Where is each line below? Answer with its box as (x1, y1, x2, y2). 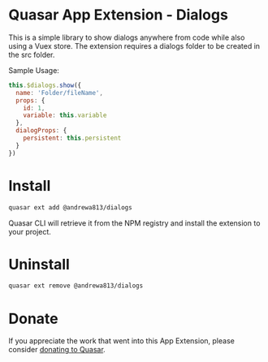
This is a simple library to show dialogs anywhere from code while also (8, 32, 245, 42)
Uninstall (8, 255, 71, 274)
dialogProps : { (15, 127, 67, 135)
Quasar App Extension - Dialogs (8, 6, 229, 24)
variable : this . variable (23, 111, 107, 119)
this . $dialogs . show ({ (8, 81, 82, 89)
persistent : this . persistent (23, 134, 122, 143)
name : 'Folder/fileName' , (15, 88, 104, 97)
